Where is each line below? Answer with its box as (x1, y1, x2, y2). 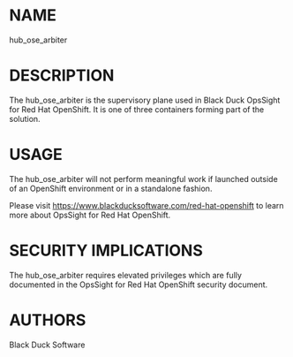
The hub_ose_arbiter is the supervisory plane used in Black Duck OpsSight (9, 95, 281, 105)
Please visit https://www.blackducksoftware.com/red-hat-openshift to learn (9, 200, 284, 210)
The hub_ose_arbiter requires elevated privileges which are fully (9, 270, 243, 280)
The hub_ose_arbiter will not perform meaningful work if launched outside (9, 173, 278, 184)
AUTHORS (9, 310, 86, 330)
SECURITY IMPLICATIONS (9, 240, 203, 261)
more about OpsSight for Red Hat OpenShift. (9, 209, 171, 220)
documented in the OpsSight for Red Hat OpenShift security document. (9, 279, 268, 290)
